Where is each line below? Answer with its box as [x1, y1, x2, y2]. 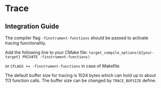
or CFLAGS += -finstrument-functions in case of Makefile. [5, 63, 121, 69]
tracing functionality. [5, 40, 47, 46]
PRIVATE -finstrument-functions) [22, 55, 90, 59]
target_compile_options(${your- [89, 50, 154, 55]
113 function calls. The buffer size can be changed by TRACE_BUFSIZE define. [5, 78, 157, 83]
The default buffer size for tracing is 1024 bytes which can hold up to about [5, 73, 156, 78]
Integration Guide [5, 22, 59, 30]
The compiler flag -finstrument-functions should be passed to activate [5, 35, 149, 41]
